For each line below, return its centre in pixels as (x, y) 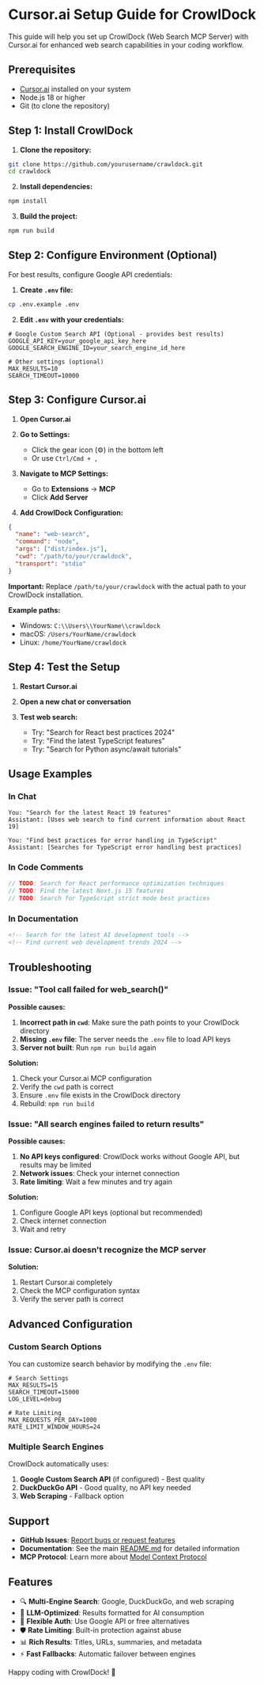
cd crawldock (30, 172)
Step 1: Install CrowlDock (71, 131)
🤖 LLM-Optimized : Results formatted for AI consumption (112, 1613)
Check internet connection (63, 1221)
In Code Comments (46, 867)
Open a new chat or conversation (75, 702)
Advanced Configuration (70, 1324)
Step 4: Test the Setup (64, 667)
